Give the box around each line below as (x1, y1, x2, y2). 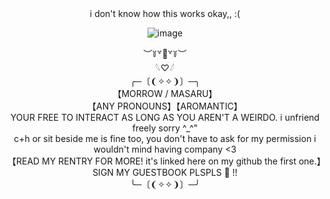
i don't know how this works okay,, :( (89, 8, 241, 19)
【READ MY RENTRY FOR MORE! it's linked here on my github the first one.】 (7, 155, 326, 167)
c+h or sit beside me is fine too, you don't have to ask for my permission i (13, 133, 317, 144)
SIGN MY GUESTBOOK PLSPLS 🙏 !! (92, 167, 238, 178)
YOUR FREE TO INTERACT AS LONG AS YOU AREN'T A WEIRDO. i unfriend (10, 112, 320, 123)
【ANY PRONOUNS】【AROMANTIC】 (87, 100, 243, 112)
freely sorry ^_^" (131, 122, 199, 134)
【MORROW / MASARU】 (112, 88, 218, 99)
